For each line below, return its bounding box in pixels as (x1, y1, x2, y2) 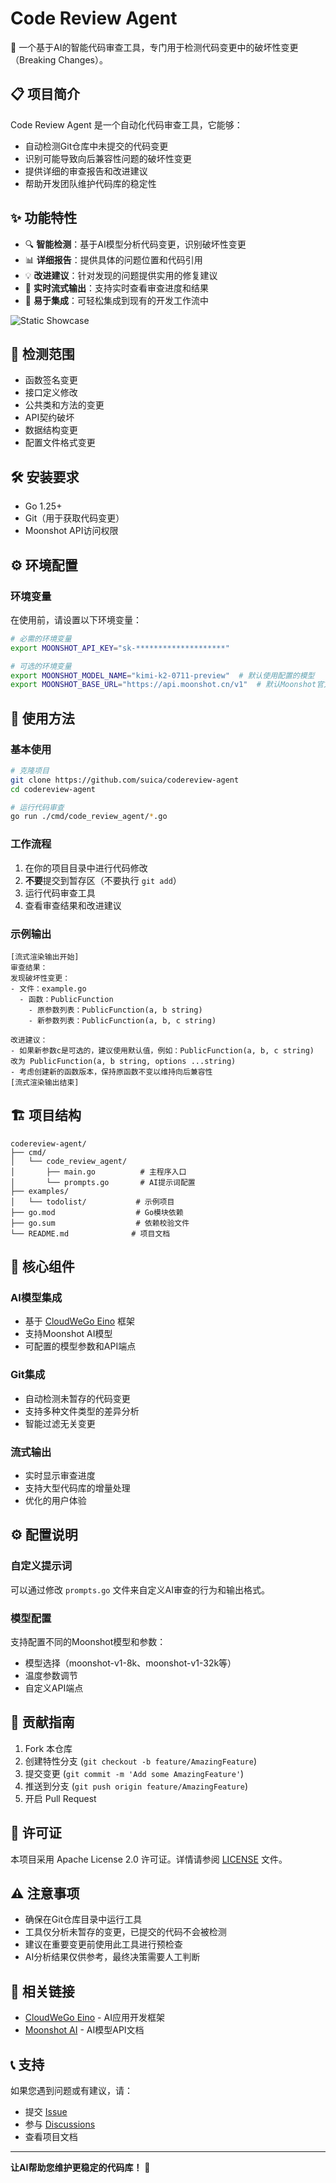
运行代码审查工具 (24, 887, 96, 899)
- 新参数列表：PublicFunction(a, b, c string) (28, 1015, 217, 1026)
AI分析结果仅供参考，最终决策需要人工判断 (24, 1951, 201, 1963)
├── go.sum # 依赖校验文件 (10, 1218, 190, 1228)
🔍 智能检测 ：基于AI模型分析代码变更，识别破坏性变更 (24, 238, 247, 250)
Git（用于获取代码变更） (24, 512, 125, 524)
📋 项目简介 (10, 86, 81, 103)
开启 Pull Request (24, 1792, 97, 1804)
